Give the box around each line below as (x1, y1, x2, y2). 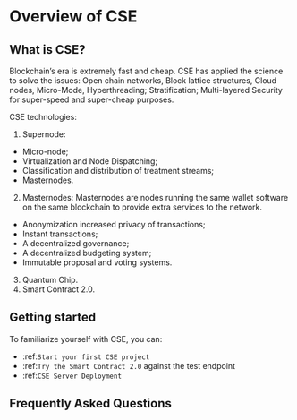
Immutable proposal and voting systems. (21, 257, 173, 268)
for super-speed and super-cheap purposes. (9, 94, 174, 105)
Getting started (9, 310, 97, 325)
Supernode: (21, 129, 66, 140)
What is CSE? (9, 42, 86, 57)
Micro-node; (21, 146, 69, 157)
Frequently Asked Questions (9, 396, 173, 411)
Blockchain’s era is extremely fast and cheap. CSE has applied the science (9, 65, 284, 76)
